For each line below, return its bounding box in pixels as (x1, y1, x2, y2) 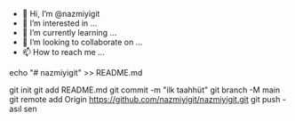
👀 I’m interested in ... (21, 18, 98, 28)
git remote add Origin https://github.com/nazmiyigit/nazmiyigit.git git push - (9, 94, 287, 104)
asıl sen (9, 103, 37, 114)
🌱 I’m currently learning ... (21, 28, 117, 37)
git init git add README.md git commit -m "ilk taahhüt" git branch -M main (9, 85, 281, 95)
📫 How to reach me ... (21, 47, 105, 57)
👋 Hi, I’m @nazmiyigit (21, 9, 100, 19)
